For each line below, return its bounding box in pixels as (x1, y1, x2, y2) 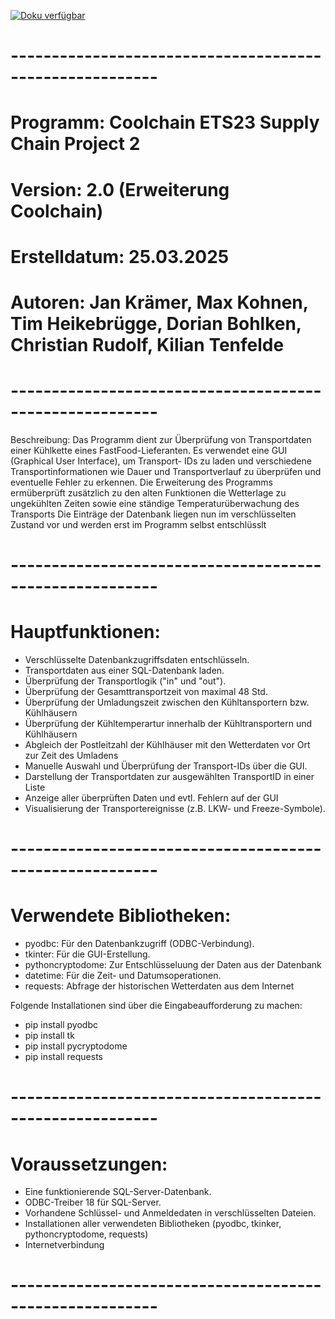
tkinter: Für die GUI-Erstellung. (24, 948, 151, 960)
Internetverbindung (24, 1239, 105, 1251)
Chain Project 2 (10, 133, 141, 155)
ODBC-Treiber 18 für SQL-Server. (24, 1196, 162, 1209)
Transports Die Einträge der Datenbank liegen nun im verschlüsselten (10, 508, 297, 520)
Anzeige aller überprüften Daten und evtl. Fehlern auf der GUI (24, 792, 279, 804)
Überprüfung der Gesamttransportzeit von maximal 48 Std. (24, 686, 268, 697)
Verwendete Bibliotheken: (10, 905, 232, 927)
